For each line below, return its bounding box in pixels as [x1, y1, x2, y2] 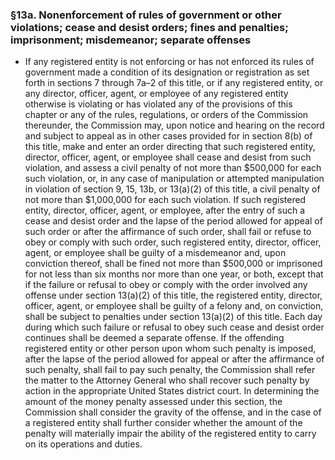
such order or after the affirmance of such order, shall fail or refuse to [24, 226, 312, 238]
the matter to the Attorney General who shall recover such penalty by [24, 374, 310, 387]
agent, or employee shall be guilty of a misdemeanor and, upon [24, 247, 287, 259]
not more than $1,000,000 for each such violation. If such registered [24, 194, 307, 206]
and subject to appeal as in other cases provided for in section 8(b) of [24, 130, 313, 142]
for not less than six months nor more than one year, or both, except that [24, 268, 324, 280]
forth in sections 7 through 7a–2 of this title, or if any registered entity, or [24, 77, 324, 89]
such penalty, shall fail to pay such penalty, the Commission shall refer [24, 364, 316, 376]
